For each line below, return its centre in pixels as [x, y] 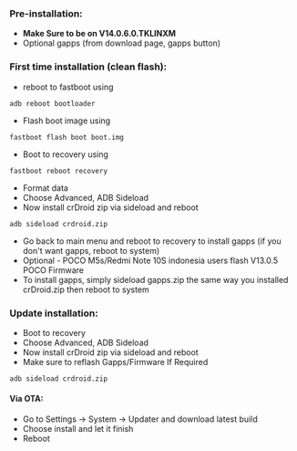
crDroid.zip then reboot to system [86, 289]
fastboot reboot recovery [58, 171]
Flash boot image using [67, 121]
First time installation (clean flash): [88, 67]
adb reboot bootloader [52, 103]
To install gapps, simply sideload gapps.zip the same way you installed [155, 279]
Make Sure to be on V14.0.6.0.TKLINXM [99, 34]
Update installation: [54, 313]
